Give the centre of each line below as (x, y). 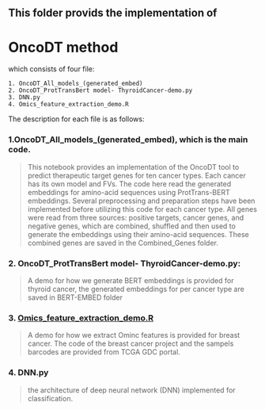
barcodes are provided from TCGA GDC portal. (104, 352)
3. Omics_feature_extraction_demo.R (81, 318)
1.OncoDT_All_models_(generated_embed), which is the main (128, 140)
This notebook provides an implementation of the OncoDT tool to (133, 167)
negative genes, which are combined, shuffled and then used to (131, 226)
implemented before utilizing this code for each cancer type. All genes (142, 209)
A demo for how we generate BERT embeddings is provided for (131, 280)
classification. (50, 398)
